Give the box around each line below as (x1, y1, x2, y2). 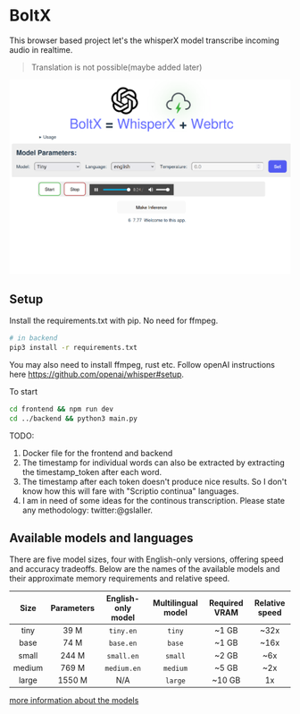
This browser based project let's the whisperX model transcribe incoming (9, 35, 279, 46)
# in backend (9, 334, 58, 343)
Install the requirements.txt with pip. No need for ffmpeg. (9, 315, 219, 327)
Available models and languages (9, 530, 194, 546)
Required (208, 598, 244, 608)
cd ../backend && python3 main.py (9, 413, 138, 423)
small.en (106, 651, 140, 660)
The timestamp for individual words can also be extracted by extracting (21, 457, 285, 468)
